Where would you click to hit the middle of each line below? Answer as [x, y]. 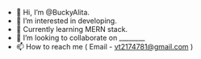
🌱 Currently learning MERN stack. [71, 29]
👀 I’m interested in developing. [66, 21]
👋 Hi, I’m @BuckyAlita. [53, 12]
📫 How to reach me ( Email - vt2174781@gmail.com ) [105, 47]
